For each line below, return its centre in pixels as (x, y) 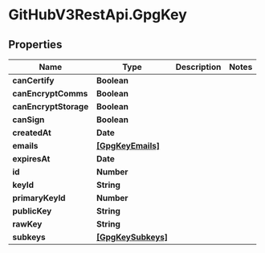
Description (198, 67)
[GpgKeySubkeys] (132, 237)
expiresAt (31, 159)
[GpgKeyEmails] (128, 146)
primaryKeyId (39, 198)
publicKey (32, 211)
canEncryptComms (50, 94)
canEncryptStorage (51, 106)
